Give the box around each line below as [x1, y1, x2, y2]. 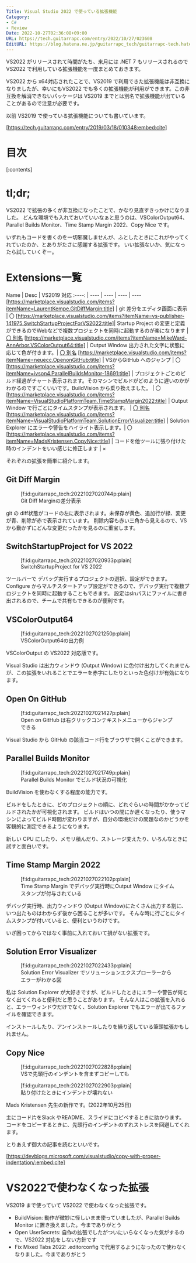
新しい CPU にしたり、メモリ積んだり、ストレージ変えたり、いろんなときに [6, 835, 188, 842]
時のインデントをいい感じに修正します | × [6, 444, 106, 451]
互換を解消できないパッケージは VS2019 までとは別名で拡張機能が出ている [6, 92, 185, 100]
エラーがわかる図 [20, 976, 62, 984]
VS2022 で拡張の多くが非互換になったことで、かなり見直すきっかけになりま [6, 206, 190, 214]
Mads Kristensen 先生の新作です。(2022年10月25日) [6, 1101, 132, 1108]
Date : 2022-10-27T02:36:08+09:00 [6, 30, 87, 36]
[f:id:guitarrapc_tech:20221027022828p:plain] [20, 1063, 132, 1070]
